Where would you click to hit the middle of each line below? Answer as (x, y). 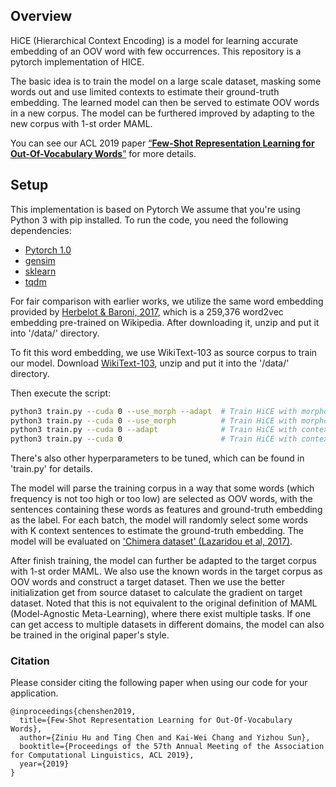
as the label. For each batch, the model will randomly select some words (159, 520)
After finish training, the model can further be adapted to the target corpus (163, 561)
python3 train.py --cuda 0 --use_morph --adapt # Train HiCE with (154, 411)
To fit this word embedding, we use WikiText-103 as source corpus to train (164, 352)
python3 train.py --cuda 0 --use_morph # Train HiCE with (154, 420)
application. (34, 693)
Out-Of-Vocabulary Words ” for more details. (103, 153)
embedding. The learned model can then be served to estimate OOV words (165, 102)
